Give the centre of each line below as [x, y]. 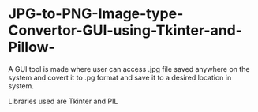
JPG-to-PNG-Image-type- [96, 14]
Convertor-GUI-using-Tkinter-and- [125, 30]
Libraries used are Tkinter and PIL [63, 101]
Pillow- [32, 47]
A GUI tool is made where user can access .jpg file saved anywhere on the [129, 69]
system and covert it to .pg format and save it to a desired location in [120, 77]
